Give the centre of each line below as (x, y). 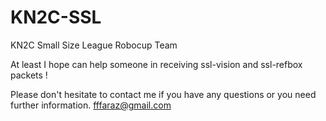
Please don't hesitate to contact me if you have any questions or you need (163, 94)
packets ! (29, 75)
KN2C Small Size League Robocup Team (94, 45)
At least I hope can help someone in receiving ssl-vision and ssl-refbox (156, 64)
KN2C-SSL (56, 17)
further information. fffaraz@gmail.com (91, 105)
